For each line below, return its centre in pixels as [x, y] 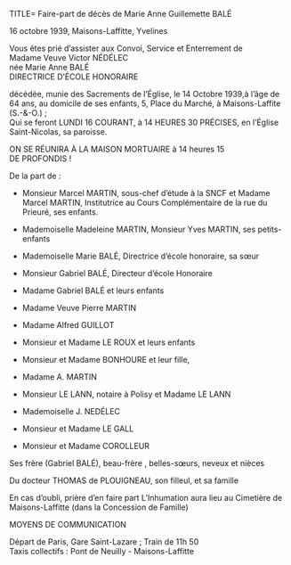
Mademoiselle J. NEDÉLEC [71, 411]
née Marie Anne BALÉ [49, 67]
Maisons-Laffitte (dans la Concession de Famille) [99, 507]
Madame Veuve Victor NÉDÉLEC [69, 57]
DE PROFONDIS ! [40, 159]
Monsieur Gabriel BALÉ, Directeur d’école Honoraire [117, 273]
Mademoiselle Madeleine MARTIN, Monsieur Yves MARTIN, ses [139, 229]
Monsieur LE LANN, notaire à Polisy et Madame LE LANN [126, 394]
